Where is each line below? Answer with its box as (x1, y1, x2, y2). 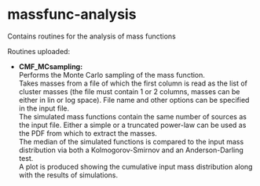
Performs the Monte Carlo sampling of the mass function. (18, 70, 206, 79)
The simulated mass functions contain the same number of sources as (18, 111, 247, 121)
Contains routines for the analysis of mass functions (7, 31, 176, 41)
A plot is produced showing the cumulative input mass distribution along (18, 162, 253, 171)
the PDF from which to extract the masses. (18, 128, 158, 138)
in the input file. (18, 104, 70, 113)
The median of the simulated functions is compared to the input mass (18, 137, 244, 146)
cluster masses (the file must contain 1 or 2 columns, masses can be (18, 86, 240, 96)
